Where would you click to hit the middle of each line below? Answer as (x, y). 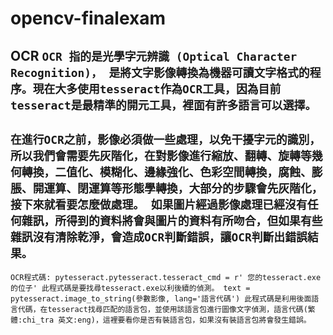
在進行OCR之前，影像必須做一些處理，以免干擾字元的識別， (166, 139)
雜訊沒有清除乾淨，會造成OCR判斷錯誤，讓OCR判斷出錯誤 (159, 237)
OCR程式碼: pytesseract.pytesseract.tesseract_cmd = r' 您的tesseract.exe (166, 278)
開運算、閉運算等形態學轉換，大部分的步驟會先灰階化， (177, 188)
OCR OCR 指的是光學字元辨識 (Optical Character (154, 55)
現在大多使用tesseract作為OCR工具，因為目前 (157, 89)
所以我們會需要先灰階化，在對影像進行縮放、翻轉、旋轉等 (161, 155)
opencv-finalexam (88, 18)
